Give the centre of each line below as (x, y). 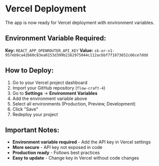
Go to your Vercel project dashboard (50, 82)
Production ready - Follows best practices (56, 152)
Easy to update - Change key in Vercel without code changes (76, 158)
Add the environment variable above (50, 98)
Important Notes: (32, 130)
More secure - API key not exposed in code (57, 147)
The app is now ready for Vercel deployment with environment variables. (80, 22)
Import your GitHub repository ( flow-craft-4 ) (59, 87)
